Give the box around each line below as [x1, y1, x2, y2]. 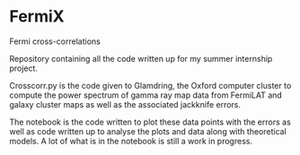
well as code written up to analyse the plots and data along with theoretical [9, 125, 287, 136]
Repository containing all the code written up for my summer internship [9, 53, 273, 64]
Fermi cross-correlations [9, 36, 101, 47]
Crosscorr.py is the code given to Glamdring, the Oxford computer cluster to [9, 80, 292, 90]
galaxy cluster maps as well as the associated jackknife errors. [9, 99, 241, 109]
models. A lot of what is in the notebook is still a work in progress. [9, 135, 253, 146]
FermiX [9, 6, 65, 27]
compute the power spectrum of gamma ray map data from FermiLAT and [9, 90, 283, 100]
